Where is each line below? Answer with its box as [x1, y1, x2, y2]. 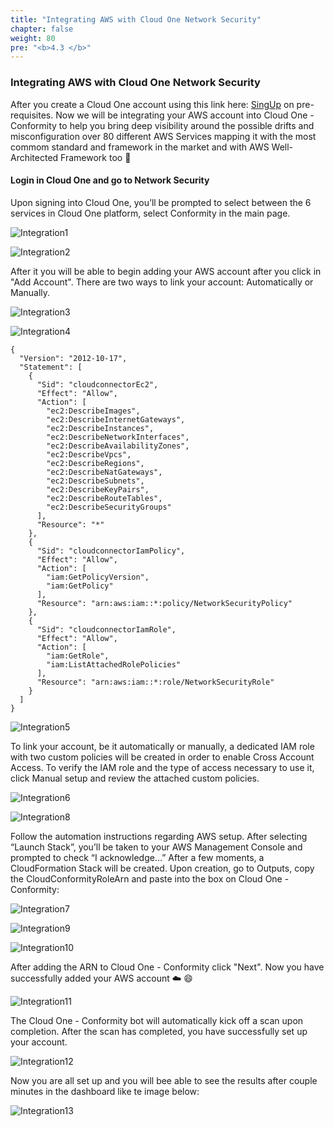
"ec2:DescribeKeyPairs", [46, 484, 150, 495]
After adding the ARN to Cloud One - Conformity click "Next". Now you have [10, 961, 325, 973]
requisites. [10, 109, 54, 121]
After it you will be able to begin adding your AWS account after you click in [10, 265, 322, 277]
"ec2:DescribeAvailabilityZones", [46, 441, 190, 451]
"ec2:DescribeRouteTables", [46, 493, 163, 503]
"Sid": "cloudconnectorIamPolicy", [36, 546, 186, 556]
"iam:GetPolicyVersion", [46, 572, 150, 582]
